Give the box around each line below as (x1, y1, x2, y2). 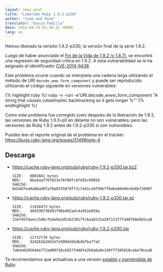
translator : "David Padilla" (5, 20, 64, 26)
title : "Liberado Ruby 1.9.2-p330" (5, 12, 78, 17)
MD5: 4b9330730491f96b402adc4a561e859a (12, 208, 100, 214)
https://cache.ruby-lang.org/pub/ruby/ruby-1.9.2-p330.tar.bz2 (12, 164, 137, 170)
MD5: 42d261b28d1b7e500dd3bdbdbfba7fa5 (12, 239, 100, 244)
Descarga (5, 151, 35, 159)
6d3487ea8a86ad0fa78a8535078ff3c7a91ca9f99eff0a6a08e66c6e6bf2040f (12, 186, 152, 191)
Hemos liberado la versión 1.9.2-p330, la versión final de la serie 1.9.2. (5, 43, 146, 49)
